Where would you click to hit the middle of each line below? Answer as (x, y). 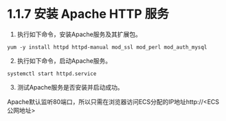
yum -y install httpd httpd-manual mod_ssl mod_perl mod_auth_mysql (107, 47)
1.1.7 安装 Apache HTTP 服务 (88, 14)
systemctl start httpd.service (52, 73)
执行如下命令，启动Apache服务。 (64, 60)
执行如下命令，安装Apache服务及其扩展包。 (79, 34)
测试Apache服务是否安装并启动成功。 (70, 87)
